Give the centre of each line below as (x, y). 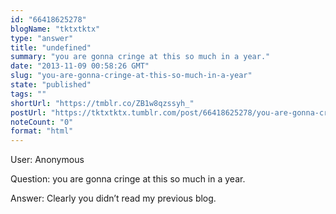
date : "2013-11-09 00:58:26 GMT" (80, 66)
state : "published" (51, 85)
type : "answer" (42, 38)
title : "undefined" (51, 47)
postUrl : (28, 112)
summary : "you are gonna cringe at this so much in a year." (140, 57)
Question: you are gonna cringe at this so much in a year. (128, 179)
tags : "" (28, 94)
